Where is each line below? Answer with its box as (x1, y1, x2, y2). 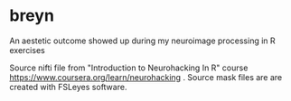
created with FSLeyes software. (9, 81, 127, 92)
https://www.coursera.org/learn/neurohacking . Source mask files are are (9, 71, 283, 82)
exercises (9, 44, 45, 55)
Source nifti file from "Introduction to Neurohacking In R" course (9, 62, 249, 73)
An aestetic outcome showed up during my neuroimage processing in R (9, 35, 276, 46)
